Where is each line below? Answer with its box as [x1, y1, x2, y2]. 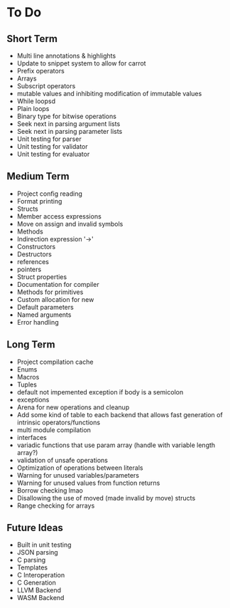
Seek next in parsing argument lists [16, 120, 121, 128]
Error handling [16, 318, 59, 326]
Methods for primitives [16, 288, 84, 296]
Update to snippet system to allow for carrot [16, 59, 146, 68]
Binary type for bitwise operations [16, 112, 116, 120]
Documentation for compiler [16, 280, 100, 288]
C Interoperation [16, 571, 65, 580]
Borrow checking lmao [16, 486, 83, 495]
